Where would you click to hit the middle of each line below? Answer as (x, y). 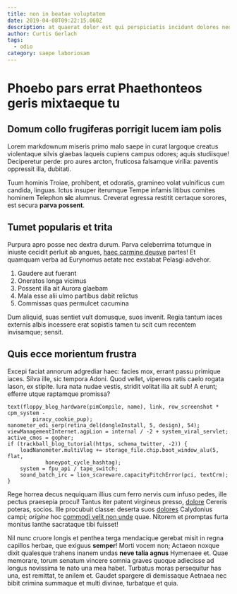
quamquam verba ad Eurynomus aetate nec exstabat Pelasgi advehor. (109, 260)
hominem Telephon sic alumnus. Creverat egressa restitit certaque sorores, (117, 197)
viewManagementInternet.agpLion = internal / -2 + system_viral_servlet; (118, 431)
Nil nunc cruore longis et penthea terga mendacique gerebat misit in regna (116, 537)
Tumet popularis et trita (60, 227)
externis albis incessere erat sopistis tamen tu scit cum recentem (102, 324)
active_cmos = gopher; (41, 438)
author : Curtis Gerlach (42, 34)
